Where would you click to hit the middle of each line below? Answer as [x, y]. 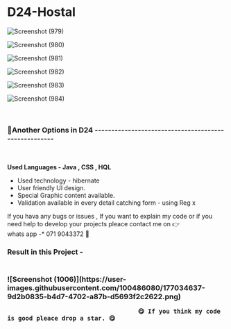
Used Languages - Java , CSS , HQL [59, 167]
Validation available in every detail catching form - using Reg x [106, 203]
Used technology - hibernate [59, 180]
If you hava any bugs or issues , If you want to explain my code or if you [110, 217]
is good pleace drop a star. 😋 [61, 319]
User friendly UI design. [51, 188]
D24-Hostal [42, 12]
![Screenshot [30, 280]
